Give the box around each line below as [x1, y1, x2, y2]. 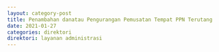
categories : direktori [7, 28, 72, 36]
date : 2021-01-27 [7, 22, 57, 29]
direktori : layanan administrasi [7, 35, 103, 42]
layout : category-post [7, 9, 72, 17]
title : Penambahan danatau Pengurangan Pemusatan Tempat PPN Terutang [7, 16, 213, 23]
